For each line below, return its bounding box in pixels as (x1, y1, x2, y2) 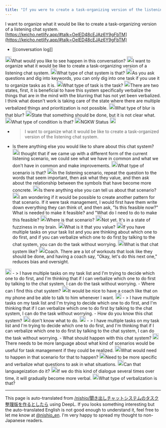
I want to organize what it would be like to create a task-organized (24, 128, 159, 134)
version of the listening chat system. (24, 133, 99, 139)
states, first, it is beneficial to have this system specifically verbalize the (5, 87, 152, 93)
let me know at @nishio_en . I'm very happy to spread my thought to (5, 412, 142, 418)
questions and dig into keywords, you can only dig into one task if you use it (5, 75, 160, 81)
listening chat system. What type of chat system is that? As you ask (5, 70, 155, 76)
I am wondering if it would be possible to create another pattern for (18, 194, 155, 200)
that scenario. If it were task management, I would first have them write (12, 199, 157, 205)
